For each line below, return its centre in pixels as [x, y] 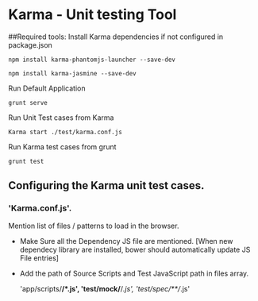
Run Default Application [47, 88]
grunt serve [28, 102]
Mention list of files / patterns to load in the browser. [94, 226]
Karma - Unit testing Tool [92, 15]
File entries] [39, 258]
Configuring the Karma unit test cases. [106, 185]
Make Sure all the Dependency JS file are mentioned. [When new [126, 241]
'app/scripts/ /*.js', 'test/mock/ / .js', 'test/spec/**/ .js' [105, 288]
